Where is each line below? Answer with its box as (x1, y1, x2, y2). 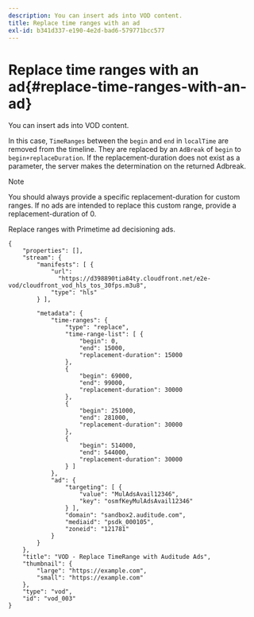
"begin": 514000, (79, 442, 137, 450)
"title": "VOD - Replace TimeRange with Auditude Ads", (22, 553, 212, 561)
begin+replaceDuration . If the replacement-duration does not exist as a (8, 153, 241, 163)
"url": (50, 268, 73, 276)
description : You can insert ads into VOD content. (8, 11, 183, 20)
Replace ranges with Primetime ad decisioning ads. (8, 224, 176, 235)
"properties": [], (22, 247, 83, 255)
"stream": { (22, 254, 62, 262)
